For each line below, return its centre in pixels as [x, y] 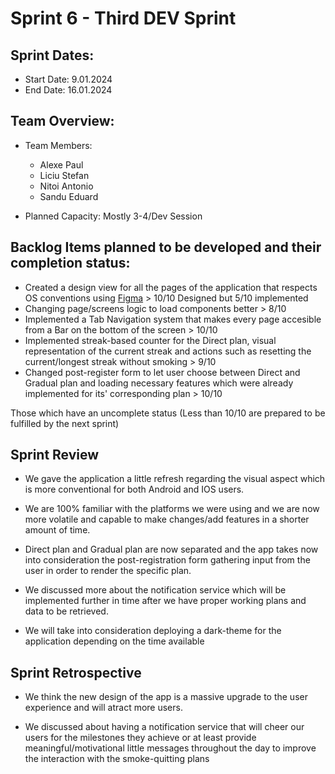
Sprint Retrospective [76, 672]
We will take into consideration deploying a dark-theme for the [153, 631]
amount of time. [57, 530]
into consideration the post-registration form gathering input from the [167, 560]
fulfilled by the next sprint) [65, 423]
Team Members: [58, 145]
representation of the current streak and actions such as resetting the [168, 351]
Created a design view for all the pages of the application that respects [171, 287]
